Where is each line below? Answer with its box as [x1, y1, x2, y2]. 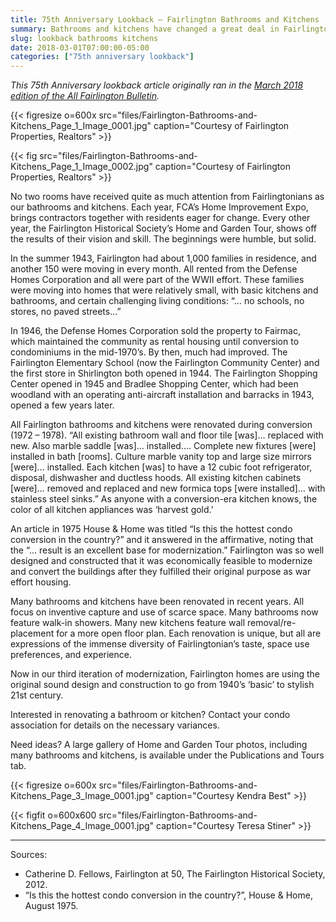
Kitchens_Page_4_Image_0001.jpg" [10, 820, 155, 832]
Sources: [10, 849, 48, 861]
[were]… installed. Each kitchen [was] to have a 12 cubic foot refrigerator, [10, 461, 313, 473]
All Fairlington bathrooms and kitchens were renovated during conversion [10, 419, 313, 431]
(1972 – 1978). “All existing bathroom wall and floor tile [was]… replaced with [10, 429, 324, 441]
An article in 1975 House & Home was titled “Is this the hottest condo [10, 523, 293, 535]
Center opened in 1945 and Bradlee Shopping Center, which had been [10, 378, 299, 390]
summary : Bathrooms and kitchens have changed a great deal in [10, 24, 280, 34]
